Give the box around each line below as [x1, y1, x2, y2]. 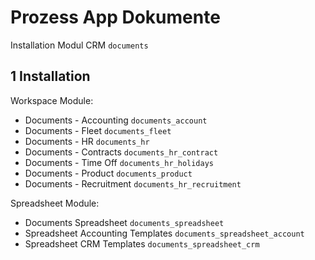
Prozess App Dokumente [10, 6, 221, 29]
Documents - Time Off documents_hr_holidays [24, 156, 215, 168]
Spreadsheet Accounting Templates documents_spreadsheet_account [24, 227, 305, 239]
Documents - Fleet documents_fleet [24, 124, 172, 136]
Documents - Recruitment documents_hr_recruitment [24, 177, 242, 190]
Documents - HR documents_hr [24, 135, 150, 147]
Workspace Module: [10, 94, 94, 106]
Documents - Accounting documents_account [24, 114, 208, 126]
